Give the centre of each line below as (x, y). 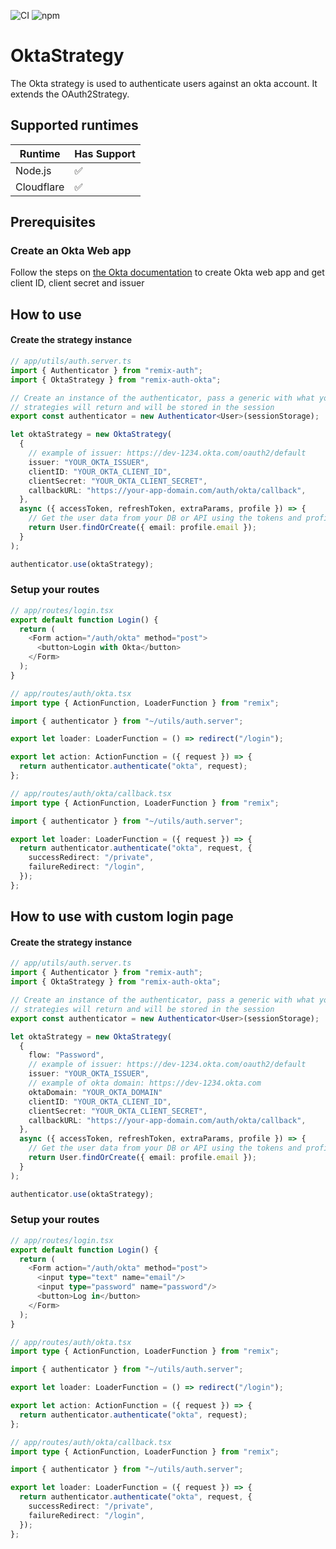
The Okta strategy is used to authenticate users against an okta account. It (164, 83)
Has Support (105, 153)
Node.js (33, 170)
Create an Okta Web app (71, 251)
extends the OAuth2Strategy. (70, 94)
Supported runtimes (74, 125)
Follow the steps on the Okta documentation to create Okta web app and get (167, 272)
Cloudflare (40, 187)
